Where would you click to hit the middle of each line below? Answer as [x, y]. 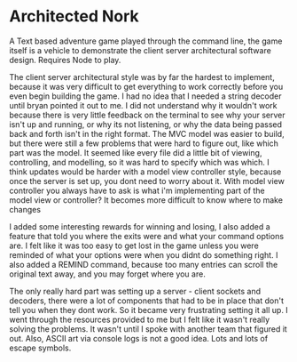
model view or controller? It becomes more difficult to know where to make [146, 200]
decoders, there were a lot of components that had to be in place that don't [146, 301]
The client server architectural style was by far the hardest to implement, [142, 76]
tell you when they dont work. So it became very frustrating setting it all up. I [148, 310]
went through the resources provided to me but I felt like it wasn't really [140, 319]
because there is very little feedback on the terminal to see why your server [147, 115]
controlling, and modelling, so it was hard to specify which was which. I [140, 162]
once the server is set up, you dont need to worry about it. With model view [147, 181]
